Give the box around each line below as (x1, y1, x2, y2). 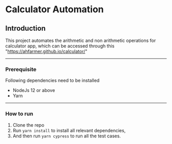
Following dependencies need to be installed (5, 78, 100, 84)
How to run (5, 110, 33, 117)
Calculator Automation (5, 4, 104, 15)
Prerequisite (5, 65, 37, 73)
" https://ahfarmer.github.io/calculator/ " (5, 49, 88, 54)
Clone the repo (12, 122, 45, 128)
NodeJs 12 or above (12, 87, 55, 93)
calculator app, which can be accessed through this (5, 43, 115, 49)
